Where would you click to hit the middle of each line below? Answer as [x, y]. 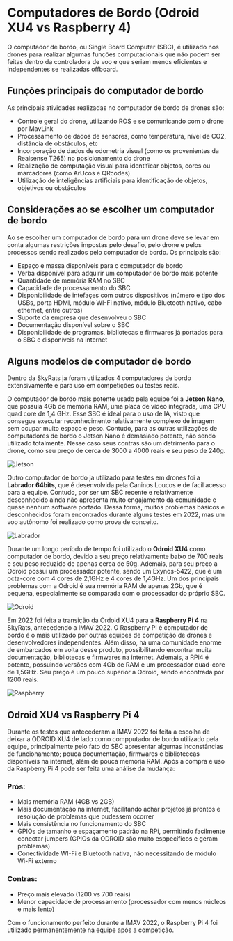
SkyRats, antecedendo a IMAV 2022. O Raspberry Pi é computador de [108, 628]
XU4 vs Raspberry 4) [69, 27]
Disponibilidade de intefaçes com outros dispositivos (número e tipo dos [121, 295]
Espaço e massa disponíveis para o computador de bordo [100, 265]
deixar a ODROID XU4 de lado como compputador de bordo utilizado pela [113, 739]
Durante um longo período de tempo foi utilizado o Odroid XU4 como [106, 549]
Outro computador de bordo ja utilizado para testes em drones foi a [104, 477]
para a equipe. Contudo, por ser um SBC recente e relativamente [100, 493]
